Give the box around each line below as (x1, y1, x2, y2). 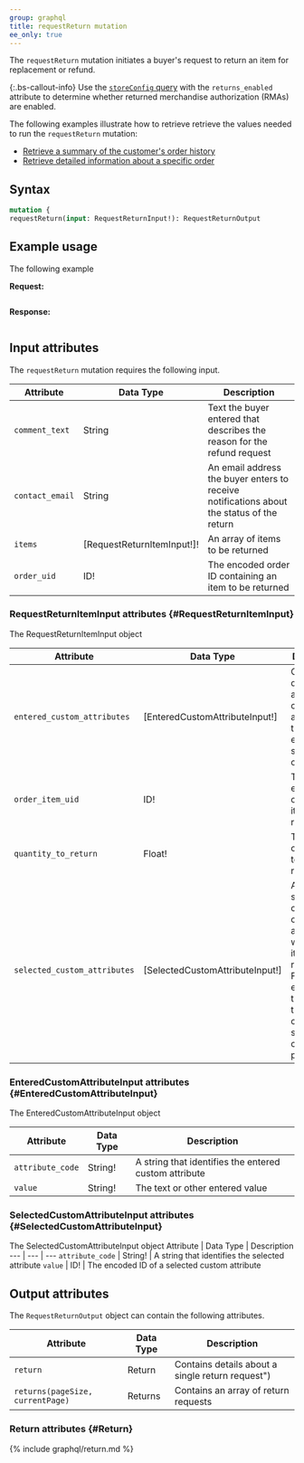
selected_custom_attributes (14, 964, 135, 975)
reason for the (207, 435, 269, 448)
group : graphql (9, 13, 67, 23)
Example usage (9, 239, 98, 254)
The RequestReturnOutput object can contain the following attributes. (9, 1310, 265, 1321)
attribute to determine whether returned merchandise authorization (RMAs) (9, 91, 290, 102)
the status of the (207, 506, 278, 518)
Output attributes (9, 1286, 109, 1301)
